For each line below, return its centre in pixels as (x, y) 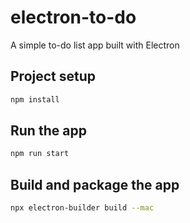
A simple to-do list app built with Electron (95, 45)
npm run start (40, 154)
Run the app (48, 131)
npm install (35, 99)
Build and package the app (95, 184)
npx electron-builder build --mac (82, 208)
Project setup (53, 76)
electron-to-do (73, 17)
